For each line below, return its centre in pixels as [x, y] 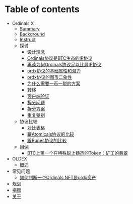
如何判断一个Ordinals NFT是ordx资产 [58, 177]
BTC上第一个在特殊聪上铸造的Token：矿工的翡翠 [77, 153]
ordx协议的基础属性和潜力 [54, 71]
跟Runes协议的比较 [47, 140]
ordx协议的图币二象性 [50, 77]
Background [32, 34]
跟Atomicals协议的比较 [51, 134]
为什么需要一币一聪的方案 [54, 83]
